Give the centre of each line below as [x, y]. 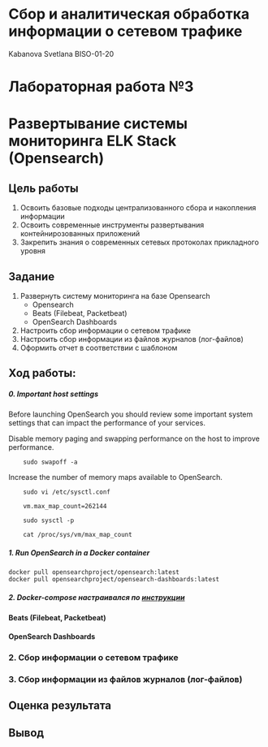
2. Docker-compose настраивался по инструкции [97, 597]
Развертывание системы [98, 124]
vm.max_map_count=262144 [65, 507]
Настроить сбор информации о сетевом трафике [105, 330]
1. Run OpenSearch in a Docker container [79, 552]
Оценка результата [60, 706]
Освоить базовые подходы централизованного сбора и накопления [138, 208]
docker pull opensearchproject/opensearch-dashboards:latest [114, 580]
